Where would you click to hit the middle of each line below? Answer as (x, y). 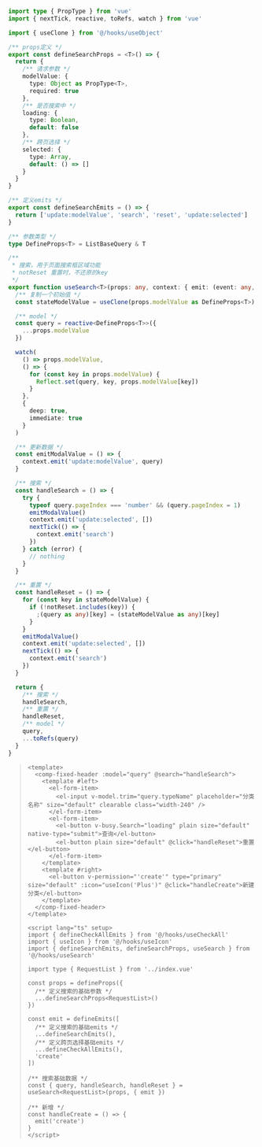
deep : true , (48, 411)
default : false (54, 128)
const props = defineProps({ (75, 983)
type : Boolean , (54, 120)
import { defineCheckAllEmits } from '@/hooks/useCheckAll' (128, 934)
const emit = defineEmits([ (73, 1019)
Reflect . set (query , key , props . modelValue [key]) (118, 382)
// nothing (47, 556)
